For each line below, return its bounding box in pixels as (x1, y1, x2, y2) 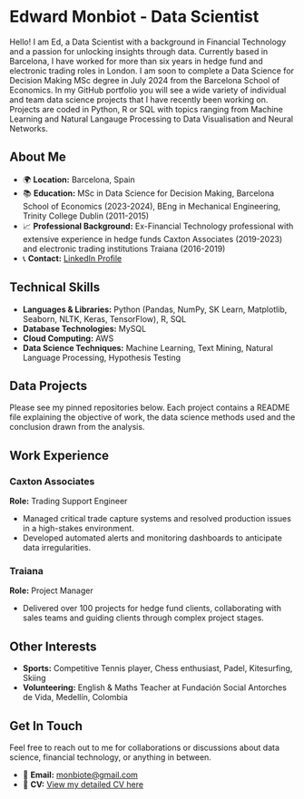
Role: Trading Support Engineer (9, 496, 128, 507)
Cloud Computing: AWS (22, 333, 114, 344)
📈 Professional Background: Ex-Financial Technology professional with (22, 220, 294, 231)
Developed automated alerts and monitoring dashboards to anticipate (22, 532, 283, 543)
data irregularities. (22, 542, 92, 553)
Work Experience (9, 447, 110, 463)
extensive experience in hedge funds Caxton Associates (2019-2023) (22, 233, 283, 244)
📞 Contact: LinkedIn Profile (22, 252, 123, 264)
